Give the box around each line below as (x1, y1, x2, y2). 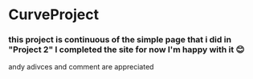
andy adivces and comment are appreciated (8, 62, 154, 72)
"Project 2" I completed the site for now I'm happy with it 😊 (8, 44, 245, 55)
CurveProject (8, 6, 99, 24)
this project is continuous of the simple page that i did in (8, 34, 231, 45)
